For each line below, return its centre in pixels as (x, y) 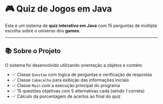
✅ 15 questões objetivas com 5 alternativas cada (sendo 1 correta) (78, 91)
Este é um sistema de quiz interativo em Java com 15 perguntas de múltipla (81, 25)
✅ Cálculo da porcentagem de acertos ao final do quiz (66, 96)
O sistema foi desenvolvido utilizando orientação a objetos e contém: (74, 65)
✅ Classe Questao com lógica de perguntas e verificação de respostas (82, 74)
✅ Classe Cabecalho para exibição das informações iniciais (71, 80)
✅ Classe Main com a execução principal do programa (66, 85)
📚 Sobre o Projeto (33, 51)
